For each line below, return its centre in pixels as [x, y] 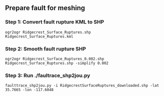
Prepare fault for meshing [45, 8]
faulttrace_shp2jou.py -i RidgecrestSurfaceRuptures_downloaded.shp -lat [82, 86]
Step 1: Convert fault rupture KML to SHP [55, 22]
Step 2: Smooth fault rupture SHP [46, 48]
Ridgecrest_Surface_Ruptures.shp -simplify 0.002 [57, 63]
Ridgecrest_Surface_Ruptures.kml [39, 36]
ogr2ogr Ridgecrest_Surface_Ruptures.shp [48, 32]
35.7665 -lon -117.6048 [29, 90]
